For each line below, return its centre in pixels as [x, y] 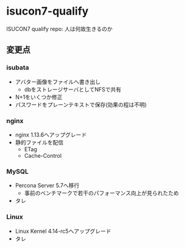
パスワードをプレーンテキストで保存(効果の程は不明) [81, 104]
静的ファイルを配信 [39, 142]
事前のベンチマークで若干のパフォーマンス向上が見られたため [102, 193]
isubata [18, 68]
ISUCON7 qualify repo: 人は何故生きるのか [59, 29]
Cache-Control [43, 155]
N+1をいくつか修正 [39, 97]
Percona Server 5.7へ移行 [47, 186]
